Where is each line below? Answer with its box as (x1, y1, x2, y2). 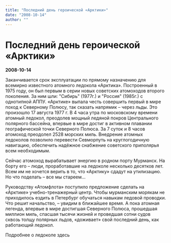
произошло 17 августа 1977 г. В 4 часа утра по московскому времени (5, 110, 158, 116)
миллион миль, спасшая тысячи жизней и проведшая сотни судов (5, 211, 151, 217)
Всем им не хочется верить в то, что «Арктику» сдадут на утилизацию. (5, 169, 161, 175)
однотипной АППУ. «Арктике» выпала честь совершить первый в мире (5, 98, 161, 105)
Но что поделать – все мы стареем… (5, 174, 86, 180)
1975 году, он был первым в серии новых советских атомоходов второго (5, 88, 165, 94)
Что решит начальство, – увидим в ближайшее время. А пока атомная (5, 200, 160, 207)
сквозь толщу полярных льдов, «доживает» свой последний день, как (5, 216, 159, 223)
